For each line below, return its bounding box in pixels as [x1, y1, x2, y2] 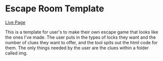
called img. [5, 50, 28, 56]
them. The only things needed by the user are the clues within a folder [5, 45, 149, 51]
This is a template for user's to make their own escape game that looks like [5, 29, 159, 35]
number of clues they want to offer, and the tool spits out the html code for [5, 39, 158, 45]
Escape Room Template [5, 3, 104, 14]
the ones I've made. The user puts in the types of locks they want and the [5, 34, 156, 40]
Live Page [5, 19, 26, 25]
